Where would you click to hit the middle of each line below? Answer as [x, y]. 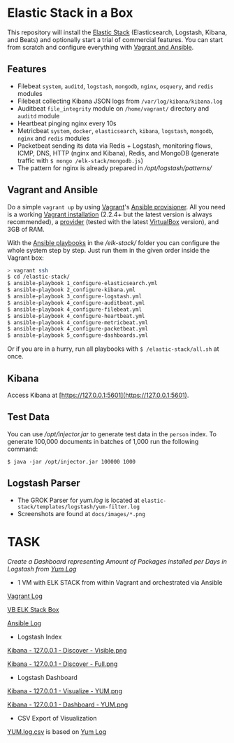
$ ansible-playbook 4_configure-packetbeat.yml [78, 329]
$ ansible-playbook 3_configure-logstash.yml [74, 297]
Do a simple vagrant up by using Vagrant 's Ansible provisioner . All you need [116, 207]
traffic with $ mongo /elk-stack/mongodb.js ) [80, 160]
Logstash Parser [44, 484]
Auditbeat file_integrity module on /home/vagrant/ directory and [113, 108]
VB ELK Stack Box [33, 609]
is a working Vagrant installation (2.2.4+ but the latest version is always [110, 214]
